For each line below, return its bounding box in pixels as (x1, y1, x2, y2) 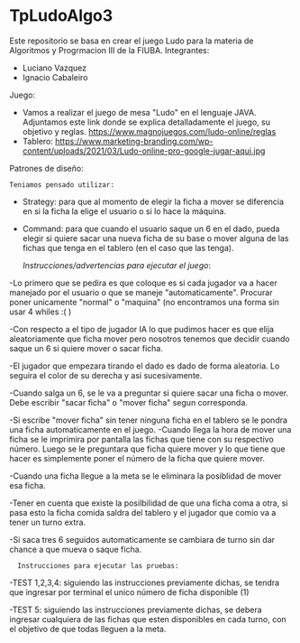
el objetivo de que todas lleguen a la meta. (9, 623, 167, 634)
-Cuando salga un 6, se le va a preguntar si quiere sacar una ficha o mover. (9, 387, 289, 398)
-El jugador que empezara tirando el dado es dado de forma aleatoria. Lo (9, 360, 280, 371)
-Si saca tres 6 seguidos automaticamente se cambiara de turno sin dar (9, 534, 276, 545)
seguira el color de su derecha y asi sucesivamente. (9, 369, 203, 380)
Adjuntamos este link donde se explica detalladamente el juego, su (22, 116, 270, 127)
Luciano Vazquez (22, 62, 87, 73)
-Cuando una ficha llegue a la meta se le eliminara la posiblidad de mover (9, 471, 282, 481)
